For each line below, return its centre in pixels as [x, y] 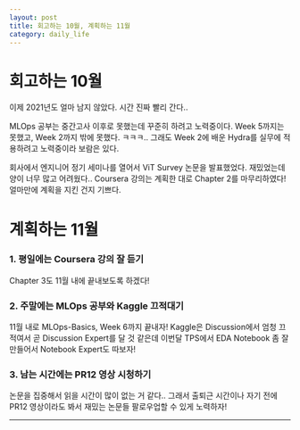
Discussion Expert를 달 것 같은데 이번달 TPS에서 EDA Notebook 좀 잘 [166, 338]
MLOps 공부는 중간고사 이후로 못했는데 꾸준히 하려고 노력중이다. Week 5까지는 [147, 127]
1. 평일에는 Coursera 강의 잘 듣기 [77, 260]
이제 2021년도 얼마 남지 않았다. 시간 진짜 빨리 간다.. [99, 107]
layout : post [33, 17]
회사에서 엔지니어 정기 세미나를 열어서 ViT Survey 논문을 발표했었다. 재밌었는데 [147, 168]
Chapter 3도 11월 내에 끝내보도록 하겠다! [79, 280]
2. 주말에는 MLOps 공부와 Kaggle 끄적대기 [97, 306]
